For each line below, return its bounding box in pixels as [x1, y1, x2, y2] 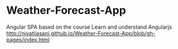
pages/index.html [6, 36, 50, 43]
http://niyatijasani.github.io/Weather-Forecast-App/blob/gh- [6, 29, 156, 36]
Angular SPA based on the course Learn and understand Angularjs [6, 23, 173, 30]
